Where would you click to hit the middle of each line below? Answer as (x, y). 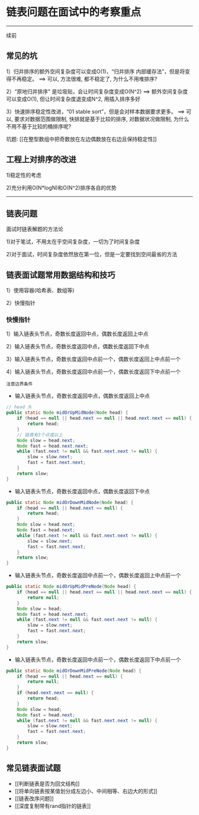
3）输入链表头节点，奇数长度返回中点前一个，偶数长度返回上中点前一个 (93, 359)
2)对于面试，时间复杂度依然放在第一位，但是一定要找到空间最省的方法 (92, 254)
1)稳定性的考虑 (24, 175)
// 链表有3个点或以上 (40, 435)
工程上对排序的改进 (41, 160)
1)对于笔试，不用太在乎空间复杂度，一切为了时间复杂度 (73, 242)
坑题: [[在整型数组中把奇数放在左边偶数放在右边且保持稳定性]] (81, 139)
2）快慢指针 (21, 303)
